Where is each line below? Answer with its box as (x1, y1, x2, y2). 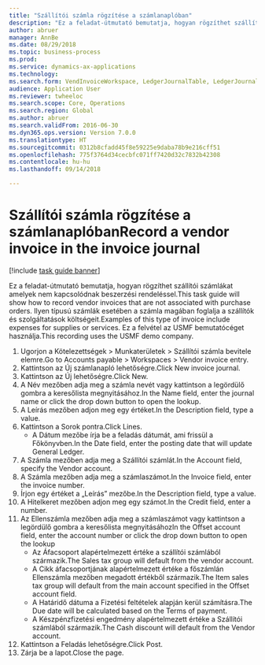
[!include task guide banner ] (9, 266, 101, 275)
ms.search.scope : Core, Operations (9, 99, 126, 107)
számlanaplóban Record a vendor (9, 223, 230, 241)
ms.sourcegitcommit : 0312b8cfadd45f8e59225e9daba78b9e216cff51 (9, 143, 221, 151)
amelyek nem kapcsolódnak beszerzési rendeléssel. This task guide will (9, 289, 241, 299)
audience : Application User (9, 84, 101, 93)
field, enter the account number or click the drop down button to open (20, 530, 248, 540)
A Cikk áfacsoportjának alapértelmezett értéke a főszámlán (31, 564, 224, 574)
